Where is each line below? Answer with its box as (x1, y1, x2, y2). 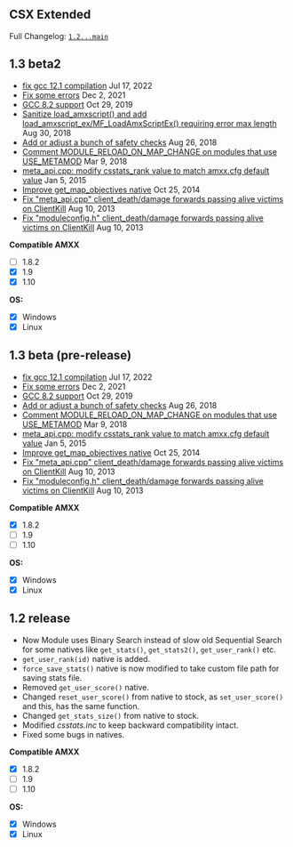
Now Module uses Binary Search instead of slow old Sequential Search (21, 634, 282, 645)
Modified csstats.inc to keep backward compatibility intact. (21, 720, 239, 730)
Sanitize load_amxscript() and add (21, 109, 147, 119)
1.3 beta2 (9, 57, 62, 72)
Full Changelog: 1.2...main (9, 30, 109, 41)
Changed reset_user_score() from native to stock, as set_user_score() (21, 691, 284, 702)
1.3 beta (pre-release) (9, 348, 131, 363)
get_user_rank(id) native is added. (21, 653, 151, 664)
